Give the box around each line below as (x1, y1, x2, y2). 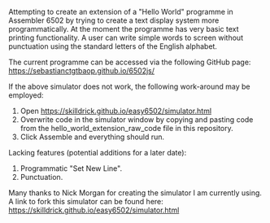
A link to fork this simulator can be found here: (8, 197, 164, 206)
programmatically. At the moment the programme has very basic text (8, 24, 239, 33)
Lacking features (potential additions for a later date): (8, 148, 187, 157)
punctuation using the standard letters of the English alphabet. (8, 42, 218, 51)
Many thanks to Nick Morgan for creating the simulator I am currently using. (8, 188, 263, 198)
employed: (8, 90, 44, 100)
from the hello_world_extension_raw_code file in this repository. (20, 124, 233, 133)
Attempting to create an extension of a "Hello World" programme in (8, 7, 233, 16)
